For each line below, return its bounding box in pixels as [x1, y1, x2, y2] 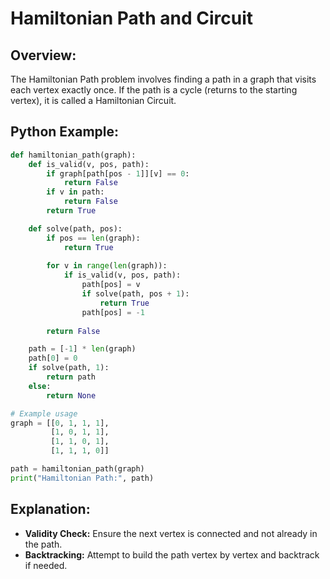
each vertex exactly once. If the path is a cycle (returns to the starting [10, 84, 298, 96]
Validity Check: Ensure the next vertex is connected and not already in [24, 527, 318, 539]
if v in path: [46, 187, 105, 197]
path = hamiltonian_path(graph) [10, 464, 145, 474]
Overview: [10, 47, 77, 64]
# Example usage [10, 408, 78, 419]
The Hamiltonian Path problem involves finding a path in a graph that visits [10, 73, 317, 85]
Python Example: [10, 123, 120, 141]
